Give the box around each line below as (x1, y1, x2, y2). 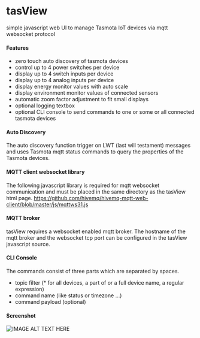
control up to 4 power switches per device (14, 64, 120, 71)
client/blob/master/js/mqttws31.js (6, 201, 89, 208)
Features (6, 44, 29, 52)
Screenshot (6, 312, 36, 319)
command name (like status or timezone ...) (14, 292, 122, 299)
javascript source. (6, 240, 51, 248)
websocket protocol (6, 30, 56, 37)
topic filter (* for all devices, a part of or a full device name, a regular (14, 279, 184, 286)
